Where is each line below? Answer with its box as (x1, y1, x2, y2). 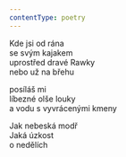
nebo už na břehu (9, 66, 74, 77)
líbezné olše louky (9, 93, 76, 104)
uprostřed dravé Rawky (9, 57, 96, 67)
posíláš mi (9, 83, 46, 94)
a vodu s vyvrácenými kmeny (9, 102, 118, 113)
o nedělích (9, 139, 48, 150)
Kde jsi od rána (9, 38, 64, 48)
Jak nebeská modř (9, 120, 79, 131)
